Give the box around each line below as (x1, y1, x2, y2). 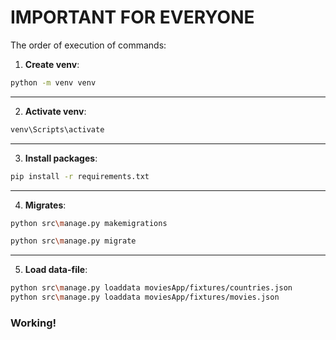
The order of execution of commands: (10, 39, 167, 51)
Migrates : (24, 199, 67, 211)
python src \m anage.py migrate (10, 236, 137, 246)
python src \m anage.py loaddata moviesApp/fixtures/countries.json (10, 283, 293, 293)
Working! (10, 316, 57, 330)
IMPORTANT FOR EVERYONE (10, 6, 255, 29)
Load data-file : (24, 264, 88, 276)
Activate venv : (24, 105, 87, 117)
